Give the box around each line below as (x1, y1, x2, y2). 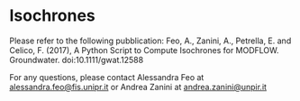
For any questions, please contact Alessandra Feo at (9, 71, 205, 82)
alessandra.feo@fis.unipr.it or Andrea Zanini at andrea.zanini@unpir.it (9, 81, 268, 92)
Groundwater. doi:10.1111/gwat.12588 (9, 54, 144, 65)
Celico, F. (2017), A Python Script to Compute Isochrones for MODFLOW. (9, 44, 279, 55)
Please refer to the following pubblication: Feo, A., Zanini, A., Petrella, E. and (9, 35, 292, 46)
